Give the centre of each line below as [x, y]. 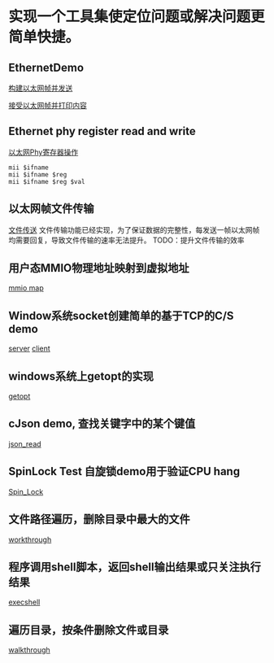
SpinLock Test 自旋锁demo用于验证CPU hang [124, 471]
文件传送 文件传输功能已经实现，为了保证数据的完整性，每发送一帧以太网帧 [134, 229]
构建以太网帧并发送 [41, 88]
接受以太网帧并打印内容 [48, 105]
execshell [24, 602]
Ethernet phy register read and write [102, 131]
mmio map [26, 288]
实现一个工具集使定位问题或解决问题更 [137, 17]
